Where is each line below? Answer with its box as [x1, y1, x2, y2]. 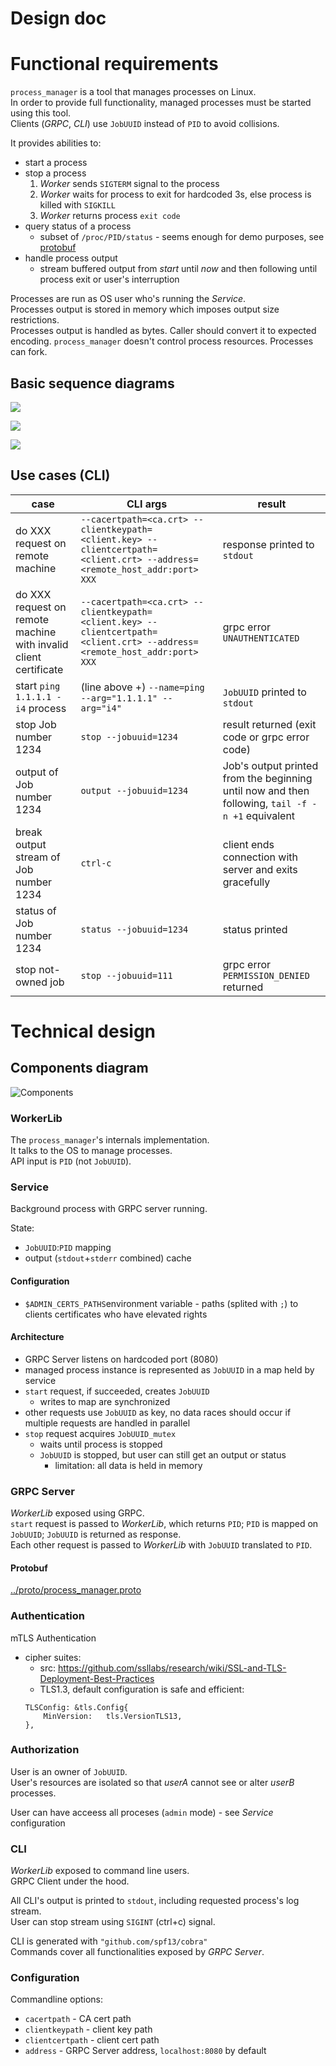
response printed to [222, 537, 315, 551]
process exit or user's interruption [39, 273, 180, 286]
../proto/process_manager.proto [10, 1584, 142, 1596]
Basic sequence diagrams [10, 375, 175, 392]
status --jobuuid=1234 [80, 923, 189, 935]
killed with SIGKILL [39, 199, 116, 211]
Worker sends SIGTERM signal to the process [39, 178, 220, 190]
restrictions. [10, 314, 60, 326]
